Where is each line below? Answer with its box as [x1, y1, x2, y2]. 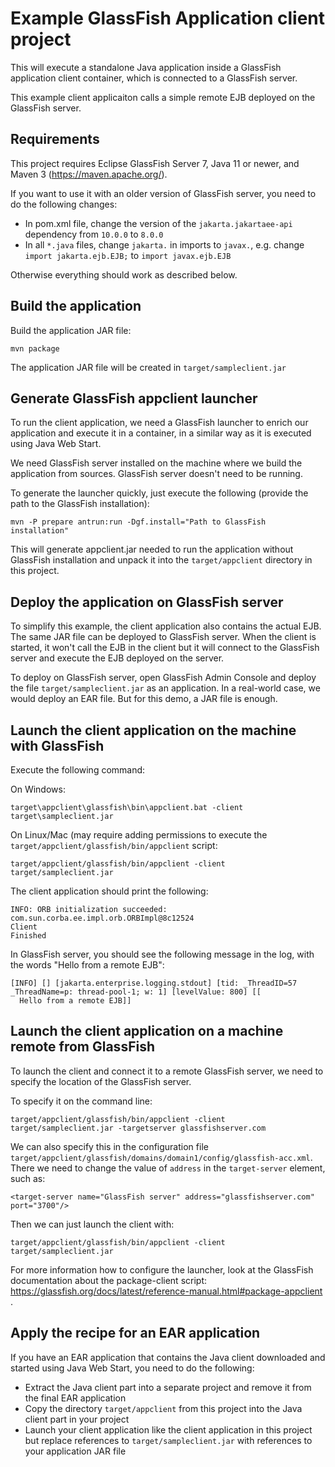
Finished [10, 931, 47, 941]
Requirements [10, 131, 100, 148]
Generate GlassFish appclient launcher [10, 390, 258, 407]
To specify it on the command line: [10, 1095, 153, 1107]
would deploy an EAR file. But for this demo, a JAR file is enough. [10, 693, 278, 705]
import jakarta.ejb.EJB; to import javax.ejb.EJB [24, 249, 232, 261]
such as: [10, 1172, 46, 1184]
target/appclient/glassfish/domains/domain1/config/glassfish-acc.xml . [10, 1151, 313, 1163]
